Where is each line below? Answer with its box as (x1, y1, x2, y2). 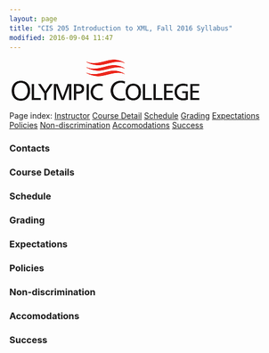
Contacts (9, 143, 51, 155)
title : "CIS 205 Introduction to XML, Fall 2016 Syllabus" (9, 23, 233, 33)
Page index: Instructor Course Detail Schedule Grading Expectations (9, 111, 260, 121)
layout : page (9, 14, 58, 23)
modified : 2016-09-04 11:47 (9, 33, 114, 42)
